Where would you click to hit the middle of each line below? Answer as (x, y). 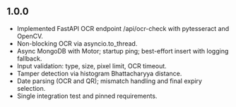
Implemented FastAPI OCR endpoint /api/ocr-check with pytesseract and (123, 28)
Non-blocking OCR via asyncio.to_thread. (77, 43)
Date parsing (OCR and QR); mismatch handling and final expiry (110, 81)
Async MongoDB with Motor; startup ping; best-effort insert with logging (123, 51)
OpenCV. (30, 36)
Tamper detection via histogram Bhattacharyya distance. (99, 73)
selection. (31, 88)
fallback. (29, 58)
